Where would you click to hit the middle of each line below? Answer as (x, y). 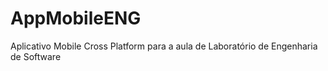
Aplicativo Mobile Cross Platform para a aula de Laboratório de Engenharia (164, 46)
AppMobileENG (76, 18)
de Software (36, 56)
